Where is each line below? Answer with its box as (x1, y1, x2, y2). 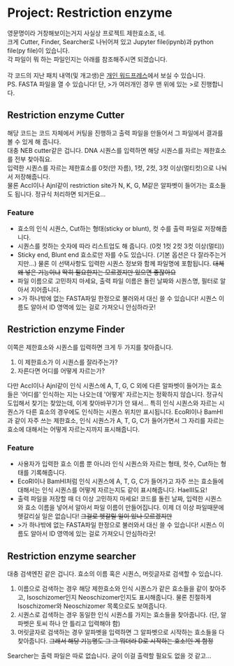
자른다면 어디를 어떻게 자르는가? (17, 367, 105, 375)
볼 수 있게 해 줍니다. (7, 138, 61, 146)
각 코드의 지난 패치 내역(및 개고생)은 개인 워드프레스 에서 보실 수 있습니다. (7, 71, 205, 80)
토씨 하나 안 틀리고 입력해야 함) (36, 619, 121, 628)
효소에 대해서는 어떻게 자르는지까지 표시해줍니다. (7, 424, 140, 434)
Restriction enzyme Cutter (7, 110, 125, 121)
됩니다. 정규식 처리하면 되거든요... (14, 190, 106, 198)
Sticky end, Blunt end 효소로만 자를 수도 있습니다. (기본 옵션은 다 (17, 251, 197, 259)
